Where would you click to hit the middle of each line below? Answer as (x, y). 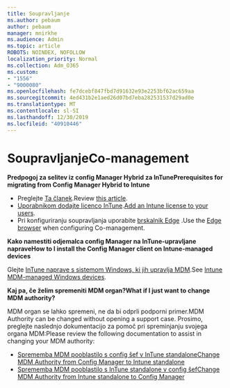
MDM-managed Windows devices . (57, 277)
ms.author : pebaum (34, 20)
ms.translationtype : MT (42, 104)
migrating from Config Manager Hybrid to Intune (79, 185)
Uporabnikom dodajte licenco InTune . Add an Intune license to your (113, 205)
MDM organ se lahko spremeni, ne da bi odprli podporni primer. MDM (106, 311)
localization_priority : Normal (52, 59)
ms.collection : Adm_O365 (43, 65)
